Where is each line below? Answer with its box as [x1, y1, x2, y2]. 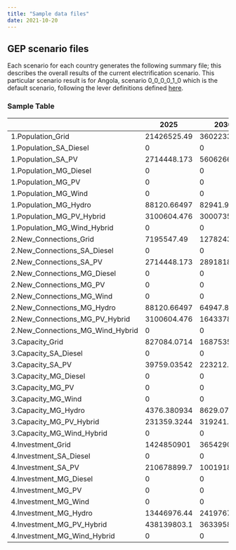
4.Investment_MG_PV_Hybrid [11, 519, 107, 529]
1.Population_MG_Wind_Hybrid [11, 223, 114, 233]
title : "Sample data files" [7, 10, 90, 18]
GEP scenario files [7, 43, 89, 55]
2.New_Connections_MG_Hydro [11, 303, 116, 313]
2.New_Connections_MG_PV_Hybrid [11, 314, 131, 324]
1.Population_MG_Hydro [11, 199, 91, 209]
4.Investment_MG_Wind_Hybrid [11, 531, 115, 541]
